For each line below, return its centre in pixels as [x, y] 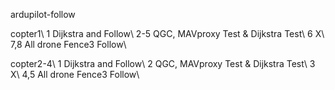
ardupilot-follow [43, 14]
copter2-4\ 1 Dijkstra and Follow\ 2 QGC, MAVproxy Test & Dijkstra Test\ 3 [163, 63]
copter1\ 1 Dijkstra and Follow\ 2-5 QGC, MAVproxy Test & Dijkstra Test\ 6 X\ [167, 33]
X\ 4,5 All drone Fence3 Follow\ [75, 74]
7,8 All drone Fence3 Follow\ [68, 44]
